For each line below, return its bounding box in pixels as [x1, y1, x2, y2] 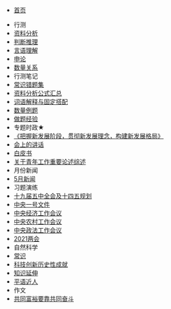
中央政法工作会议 [13, 226, 62, 234]
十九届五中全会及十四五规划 [13, 192, 92, 200]
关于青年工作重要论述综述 [13, 158, 86, 166]
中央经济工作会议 [13, 209, 62, 217]
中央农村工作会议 [13, 218, 62, 225]
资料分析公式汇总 [13, 89, 62, 97]
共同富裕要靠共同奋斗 [13, 295, 74, 303]
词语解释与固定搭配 [13, 98, 68, 106]
